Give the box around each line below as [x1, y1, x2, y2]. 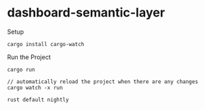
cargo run [7, 66, 36, 73]
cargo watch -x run [7, 84, 63, 91]
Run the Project [7, 53, 51, 61]
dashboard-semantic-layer [7, 5, 165, 21]
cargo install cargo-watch [7, 41, 85, 47]
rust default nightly [7, 96, 69, 103]
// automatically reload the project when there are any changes [7, 78, 198, 85]
